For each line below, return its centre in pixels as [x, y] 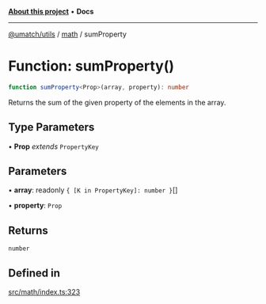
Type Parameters [51, 127]
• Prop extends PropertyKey [53, 146]
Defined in [34, 273]
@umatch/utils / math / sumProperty [67, 34]
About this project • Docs [51, 11]
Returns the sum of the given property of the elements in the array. [117, 102]
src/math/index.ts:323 [44, 292]
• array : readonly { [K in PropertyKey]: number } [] [93, 190]
